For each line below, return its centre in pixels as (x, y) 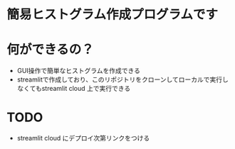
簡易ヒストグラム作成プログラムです (113, 15)
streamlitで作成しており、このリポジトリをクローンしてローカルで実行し (123, 79)
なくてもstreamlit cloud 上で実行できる (74, 89)
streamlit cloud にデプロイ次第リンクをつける (83, 138)
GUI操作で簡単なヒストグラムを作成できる (78, 71)
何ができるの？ (50, 50)
